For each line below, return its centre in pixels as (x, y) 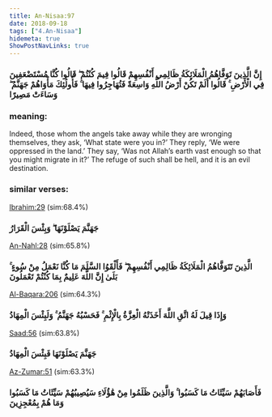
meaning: (28, 116)
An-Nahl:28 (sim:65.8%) (50, 245)
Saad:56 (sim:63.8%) (45, 333)
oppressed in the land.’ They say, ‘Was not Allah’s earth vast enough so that (135, 151)
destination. (29, 168)
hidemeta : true (35, 38)
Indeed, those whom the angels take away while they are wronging (121, 134)
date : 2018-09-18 (38, 23)
